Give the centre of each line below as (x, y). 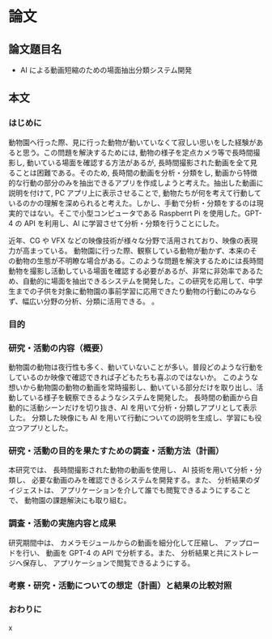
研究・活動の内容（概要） (58, 347)
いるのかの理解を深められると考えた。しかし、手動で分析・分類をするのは (132, 202)
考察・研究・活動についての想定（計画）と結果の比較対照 (120, 586)
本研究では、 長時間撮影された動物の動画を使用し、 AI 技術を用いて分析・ (132, 470)
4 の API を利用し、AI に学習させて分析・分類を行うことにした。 (116, 223)
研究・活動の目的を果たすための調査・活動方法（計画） (116, 450)
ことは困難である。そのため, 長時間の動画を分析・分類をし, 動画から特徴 (136, 173)
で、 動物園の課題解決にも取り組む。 (70, 501)
